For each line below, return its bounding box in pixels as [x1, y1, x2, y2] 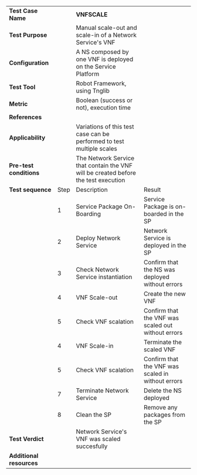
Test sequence [9, 186, 52, 194]
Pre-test [9, 161, 34, 169]
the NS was [143, 266, 175, 273]
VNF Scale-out [76, 293, 118, 301]
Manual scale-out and [76, 23, 138, 32]
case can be [76, 130, 110, 138]
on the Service [76, 63, 116, 70]
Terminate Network [76, 386, 129, 395]
